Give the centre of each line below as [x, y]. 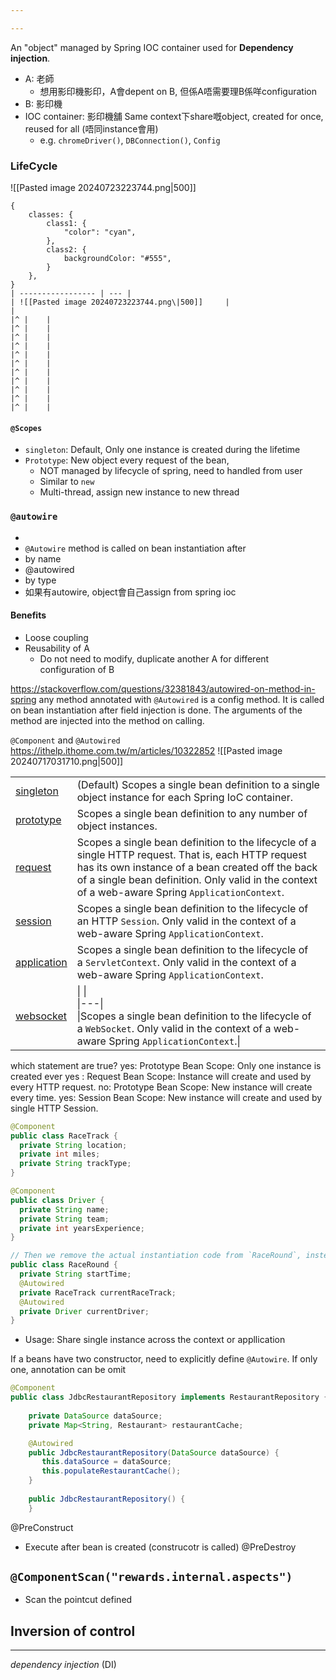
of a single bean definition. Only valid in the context [197, 879]
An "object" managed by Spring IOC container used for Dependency [152, 47]
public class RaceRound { [64, 1265]
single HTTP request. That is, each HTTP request [191, 854]
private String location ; [73, 1145]
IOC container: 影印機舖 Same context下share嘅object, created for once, [174, 116]
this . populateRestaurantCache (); [111, 1471]
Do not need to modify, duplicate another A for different [154, 658]
